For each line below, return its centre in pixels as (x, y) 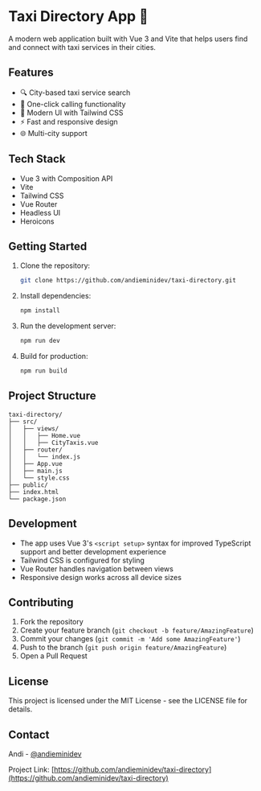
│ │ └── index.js (45, 457)
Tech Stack (37, 159)
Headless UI (40, 212)
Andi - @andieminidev (45, 754)
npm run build (43, 371)
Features (31, 73)
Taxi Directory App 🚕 (78, 16)
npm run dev (40, 341)
